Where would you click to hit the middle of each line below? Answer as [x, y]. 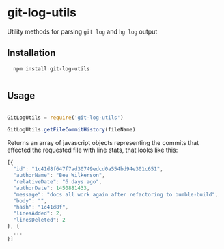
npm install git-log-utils [52, 69]
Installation [31, 53]
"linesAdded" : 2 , [38, 213]
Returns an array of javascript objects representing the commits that [103, 143]
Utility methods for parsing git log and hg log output [82, 31]
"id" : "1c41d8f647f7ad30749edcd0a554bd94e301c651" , [88, 169]
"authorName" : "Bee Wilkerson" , [59, 176]
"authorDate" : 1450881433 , [52, 188]
